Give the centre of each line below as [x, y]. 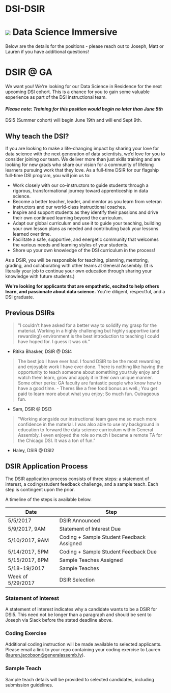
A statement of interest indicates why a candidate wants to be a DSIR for [81, 609]
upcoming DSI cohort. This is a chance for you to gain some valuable [78, 92]
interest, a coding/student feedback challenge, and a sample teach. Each [82, 484]
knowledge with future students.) [40, 276]
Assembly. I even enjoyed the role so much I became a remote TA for [90, 435]
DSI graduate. [20, 297]
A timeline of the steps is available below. [48, 499]
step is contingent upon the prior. [40, 489]
